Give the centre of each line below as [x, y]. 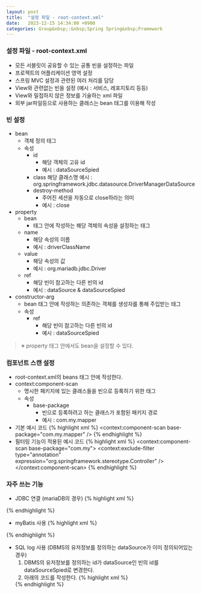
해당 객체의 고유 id [63, 162]
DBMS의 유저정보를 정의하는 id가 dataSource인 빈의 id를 [91, 563]
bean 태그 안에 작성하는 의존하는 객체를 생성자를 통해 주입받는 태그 [102, 304]
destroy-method [53, 190]
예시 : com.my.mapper [69, 420]
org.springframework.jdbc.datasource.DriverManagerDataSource [114, 184]
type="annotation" [38, 455]
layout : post [23, 12]
